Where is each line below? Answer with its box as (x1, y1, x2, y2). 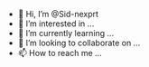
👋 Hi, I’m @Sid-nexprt (17, 9, 99, 19)
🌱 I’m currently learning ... (17, 28, 115, 38)
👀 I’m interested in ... (17, 18, 95, 29)
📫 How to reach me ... (17, 48, 102, 58)
